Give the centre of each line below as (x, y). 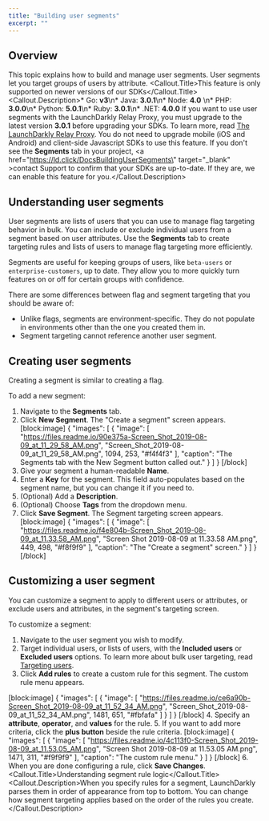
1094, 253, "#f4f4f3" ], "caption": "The (169, 454)
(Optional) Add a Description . (69, 496)
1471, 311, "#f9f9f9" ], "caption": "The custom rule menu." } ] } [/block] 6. (128, 757)
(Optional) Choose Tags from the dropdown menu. (103, 504)
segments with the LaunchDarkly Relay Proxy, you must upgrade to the (125, 118)
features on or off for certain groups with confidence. (96, 279)
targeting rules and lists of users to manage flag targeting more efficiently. (131, 247)
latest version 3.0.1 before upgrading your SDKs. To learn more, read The (129, 126)
